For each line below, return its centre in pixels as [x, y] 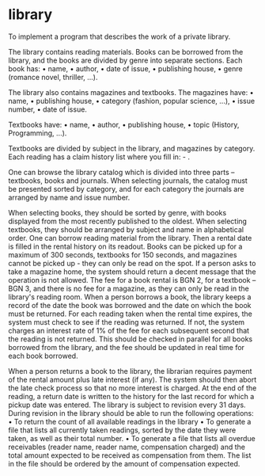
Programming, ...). [38, 133]
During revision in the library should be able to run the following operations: [131, 413]
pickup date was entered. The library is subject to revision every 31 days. [127, 405]
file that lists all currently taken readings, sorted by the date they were [122, 430]
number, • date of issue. [47, 109]
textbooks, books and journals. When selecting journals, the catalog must [128, 181]
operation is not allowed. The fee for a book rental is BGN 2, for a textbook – [132, 280]
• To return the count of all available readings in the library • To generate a [130, 421]
